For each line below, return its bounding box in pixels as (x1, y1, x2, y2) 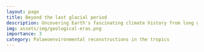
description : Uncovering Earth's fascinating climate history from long (6, 20, 194, 26)
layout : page (6, 8, 39, 15)
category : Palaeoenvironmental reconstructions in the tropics (6, 36, 170, 42)
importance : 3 (6, 31, 42, 37)
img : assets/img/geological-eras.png (6, 25, 102, 32)
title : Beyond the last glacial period (6, 14, 107, 20)
